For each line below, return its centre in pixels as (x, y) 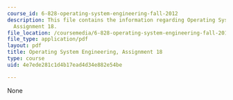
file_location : (29, 33)
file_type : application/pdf (48, 39)
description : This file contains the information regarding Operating (111, 20)
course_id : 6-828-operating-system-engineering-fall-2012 (93, 13)
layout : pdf (24, 46)
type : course (26, 59)
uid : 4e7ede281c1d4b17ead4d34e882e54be (65, 65)
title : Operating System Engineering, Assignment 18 (85, 52)
